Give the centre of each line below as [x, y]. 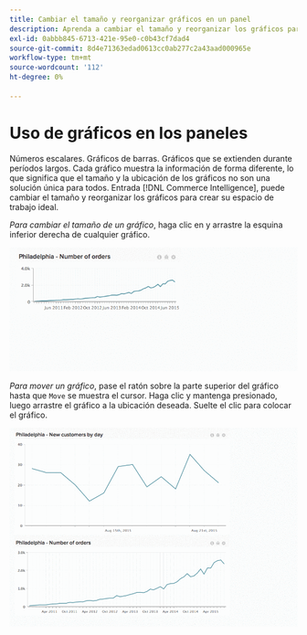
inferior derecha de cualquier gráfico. [80, 234]
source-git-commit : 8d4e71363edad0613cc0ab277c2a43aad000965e [130, 48]
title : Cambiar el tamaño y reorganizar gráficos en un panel [130, 19]
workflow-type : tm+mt [51, 58]
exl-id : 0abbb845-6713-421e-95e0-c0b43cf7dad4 [100, 38]
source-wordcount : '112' [57, 68]
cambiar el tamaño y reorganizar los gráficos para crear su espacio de [142, 197]
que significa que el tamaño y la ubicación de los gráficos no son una [140, 177]
